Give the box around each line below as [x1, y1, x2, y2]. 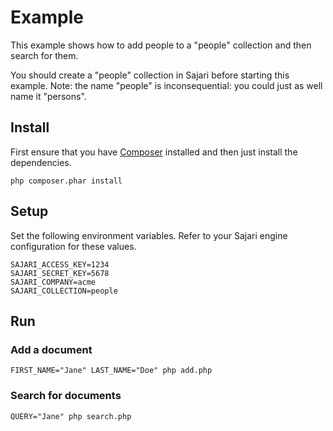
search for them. [10, 49, 79, 61]
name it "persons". [10, 90, 87, 102]
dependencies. [10, 156, 72, 168]
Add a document [10, 342, 93, 356]
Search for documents [10, 389, 122, 403]
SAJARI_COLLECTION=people [10, 286, 118, 296]
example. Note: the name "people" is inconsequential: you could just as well [10, 79, 323, 91]
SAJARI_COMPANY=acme [10, 277, 97, 287]
